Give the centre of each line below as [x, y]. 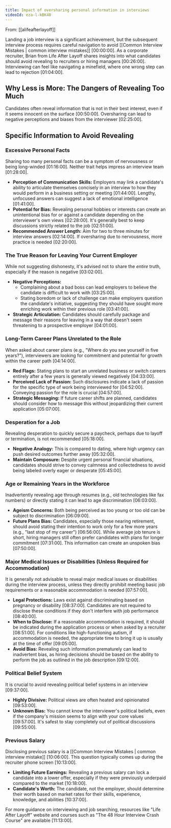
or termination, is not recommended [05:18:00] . [55, 438]
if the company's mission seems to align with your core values [78, 716]
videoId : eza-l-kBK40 [28, 15]
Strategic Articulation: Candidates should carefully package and [81, 315]
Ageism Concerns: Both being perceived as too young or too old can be [89, 510]
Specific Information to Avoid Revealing [70, 136]
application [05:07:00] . [37, 409]
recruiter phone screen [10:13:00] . [41, 762]
